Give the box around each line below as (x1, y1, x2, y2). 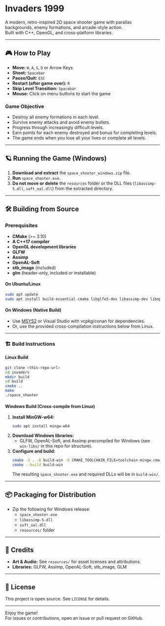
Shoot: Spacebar (12, 70, 45, 76)
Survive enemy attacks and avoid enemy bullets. (12, 119, 110, 125)
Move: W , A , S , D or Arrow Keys (12, 64, 73, 70)
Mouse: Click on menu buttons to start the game (12, 90, 111, 96)
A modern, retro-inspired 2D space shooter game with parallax (5, 19, 132, 25)
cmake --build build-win (12, 462, 63, 467)
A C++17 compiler (12, 239, 50, 245)
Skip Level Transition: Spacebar (12, 85, 77, 91)
